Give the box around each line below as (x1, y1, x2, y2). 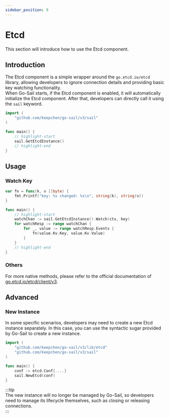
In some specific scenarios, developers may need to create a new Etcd (5, 320, 153, 326)
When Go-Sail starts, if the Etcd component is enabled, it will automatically (5, 90, 161, 96)
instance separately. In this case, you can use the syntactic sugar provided (5, 325, 161, 331)
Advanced (5, 293, 39, 302)
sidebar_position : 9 (5, 7, 49, 13)
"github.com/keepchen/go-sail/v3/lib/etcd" (14, 345, 108, 350)
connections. (5, 403, 33, 409)
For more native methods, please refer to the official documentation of (5, 273, 152, 279)
